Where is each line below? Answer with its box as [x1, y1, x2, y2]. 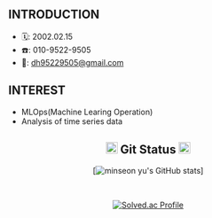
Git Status [120, 142, 177, 158]
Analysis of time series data [20, 115, 123, 127]
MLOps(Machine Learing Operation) [20, 106, 153, 117]
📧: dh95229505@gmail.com [20, 57, 124, 67]
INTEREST [8, 83, 66, 98]
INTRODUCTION [8, 7, 100, 22]
